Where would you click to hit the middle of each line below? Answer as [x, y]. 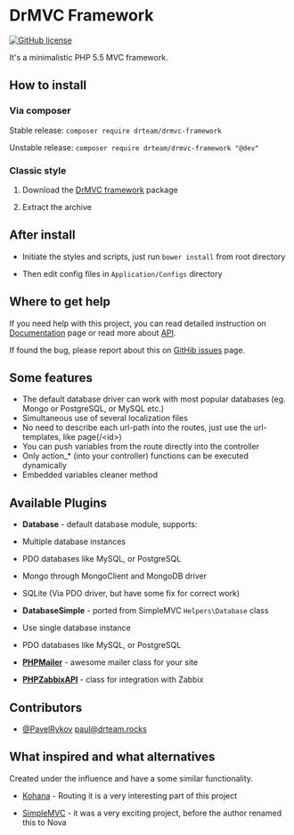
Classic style [38, 170]
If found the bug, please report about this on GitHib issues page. [127, 350]
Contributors [46, 707]
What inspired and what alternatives [112, 757]
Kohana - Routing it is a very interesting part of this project [130, 795]
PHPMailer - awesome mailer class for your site [110, 662]
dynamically [44, 466]
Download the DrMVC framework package [100, 190]
